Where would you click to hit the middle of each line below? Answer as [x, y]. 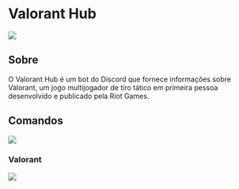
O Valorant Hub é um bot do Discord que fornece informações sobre [120, 79]
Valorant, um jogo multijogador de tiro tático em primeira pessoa [113, 87]
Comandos [36, 121]
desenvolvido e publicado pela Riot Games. [79, 96]
